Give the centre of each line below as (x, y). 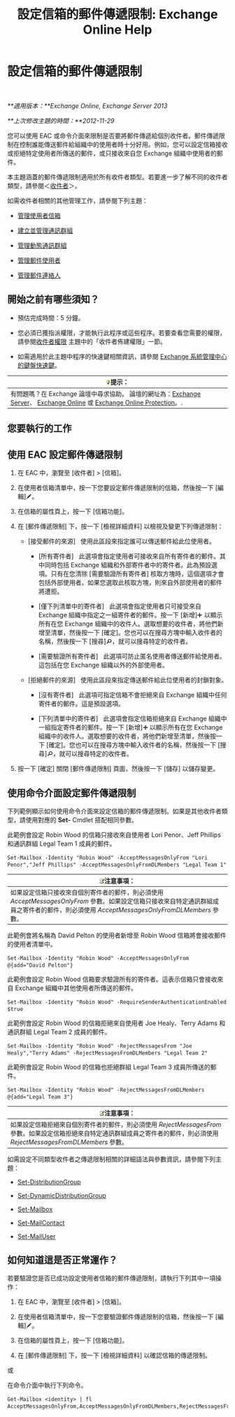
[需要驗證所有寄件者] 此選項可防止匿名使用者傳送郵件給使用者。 (132, 657)
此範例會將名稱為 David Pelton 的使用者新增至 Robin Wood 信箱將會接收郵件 (117, 935)
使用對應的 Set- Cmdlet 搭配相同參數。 (81, 820)
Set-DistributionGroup (49, 1182)
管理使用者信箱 (39, 216)
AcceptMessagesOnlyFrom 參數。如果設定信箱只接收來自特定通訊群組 (112, 901)
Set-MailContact (41, 1222)
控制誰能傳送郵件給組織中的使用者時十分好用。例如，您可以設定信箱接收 (123, 144)
